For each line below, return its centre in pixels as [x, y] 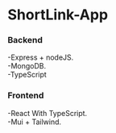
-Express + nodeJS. [41, 57]
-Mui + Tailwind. [35, 122]
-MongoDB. [27, 66]
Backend [25, 40]
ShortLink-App [58, 15]
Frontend [26, 96]
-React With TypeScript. [48, 113]
